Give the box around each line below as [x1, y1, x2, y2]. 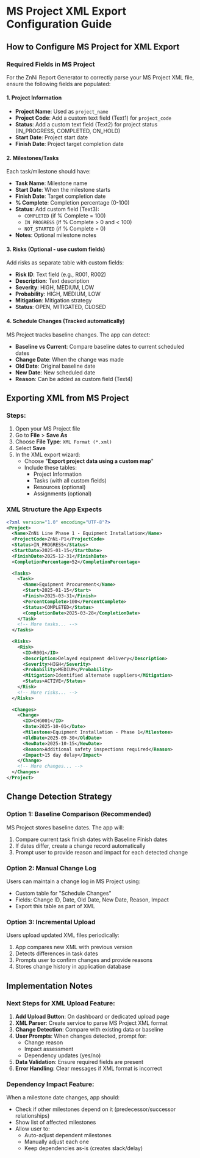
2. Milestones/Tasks [6, 154, 59, 161]
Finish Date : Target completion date [15, 192, 106, 200]
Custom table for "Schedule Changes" [15, 889, 112, 897]
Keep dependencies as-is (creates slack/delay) [24, 1145, 143, 1152]
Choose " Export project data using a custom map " [24, 457, 154, 465]
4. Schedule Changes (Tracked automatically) [6, 318, 125, 325]
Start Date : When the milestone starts [15, 186, 111, 194]
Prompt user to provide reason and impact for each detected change [15, 848, 188, 856]
